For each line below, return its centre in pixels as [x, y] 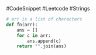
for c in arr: [34, 35]
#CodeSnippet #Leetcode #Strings [48, 8]
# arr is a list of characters [44, 19]
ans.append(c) [44, 41]
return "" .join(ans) [42, 46]
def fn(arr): [22, 25]
